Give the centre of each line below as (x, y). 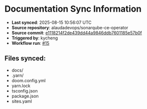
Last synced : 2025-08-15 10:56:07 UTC (51, 22)
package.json (25, 96)
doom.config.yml (28, 80)
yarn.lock (21, 86)
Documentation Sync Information (73, 9)
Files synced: (25, 59)
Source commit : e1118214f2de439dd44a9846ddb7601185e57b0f (77, 33)
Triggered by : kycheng (35, 38)
